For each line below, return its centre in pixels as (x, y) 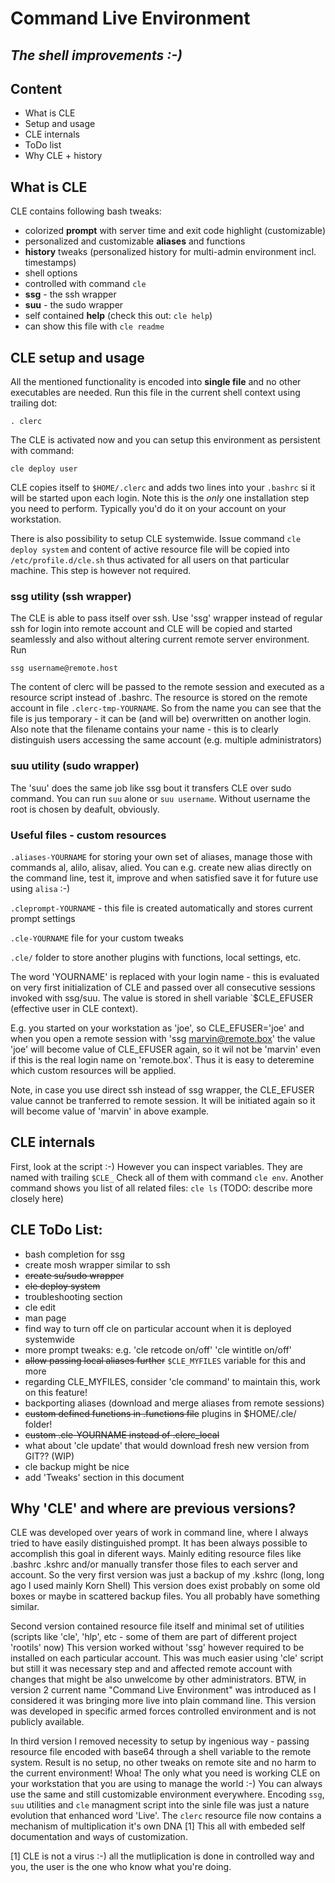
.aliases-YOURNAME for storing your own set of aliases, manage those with (161, 856)
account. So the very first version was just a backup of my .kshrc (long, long (167, 1575)
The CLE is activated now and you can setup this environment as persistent (165, 440)
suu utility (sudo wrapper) (75, 766)
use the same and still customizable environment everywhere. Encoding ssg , (167, 1794)
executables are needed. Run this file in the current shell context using (155, 393)
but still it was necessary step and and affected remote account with (151, 1669)
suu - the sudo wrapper (74, 305)
